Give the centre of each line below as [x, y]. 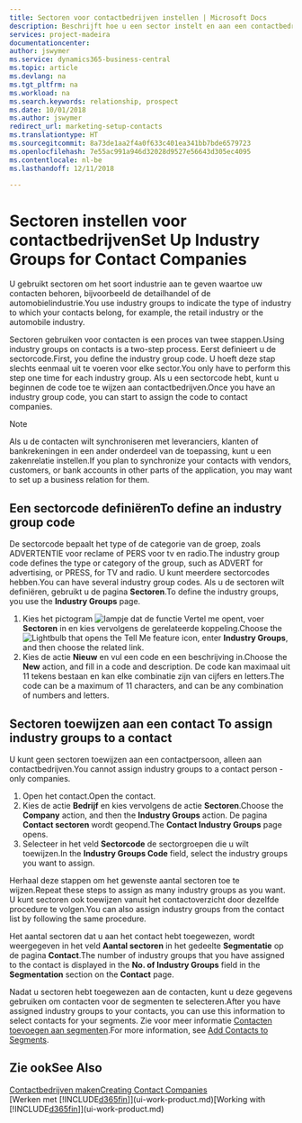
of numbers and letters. [66, 695]
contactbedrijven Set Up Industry [135, 240]
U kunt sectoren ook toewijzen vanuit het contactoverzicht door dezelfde [144, 899]
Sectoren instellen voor [98, 221]
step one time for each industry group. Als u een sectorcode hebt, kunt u [144, 378]
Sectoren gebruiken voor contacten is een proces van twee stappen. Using [147, 340]
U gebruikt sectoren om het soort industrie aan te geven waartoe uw [136, 284]
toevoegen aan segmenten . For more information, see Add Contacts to [139, 1030]
